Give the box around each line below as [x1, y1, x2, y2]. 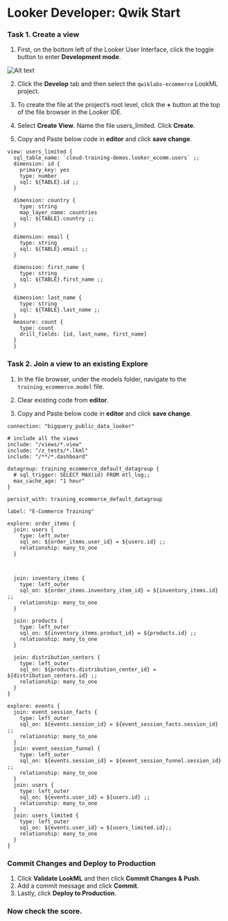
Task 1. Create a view [7, 30, 80, 40]
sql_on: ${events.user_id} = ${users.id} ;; [19, 794, 150, 801]
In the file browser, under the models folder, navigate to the [17, 375, 187, 383]
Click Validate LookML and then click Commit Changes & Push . [17, 874, 201, 883]
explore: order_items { [7, 520, 76, 527]
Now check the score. [7, 906, 82, 915]
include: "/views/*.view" [7, 441, 82, 448]
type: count [19, 325, 54, 332]
